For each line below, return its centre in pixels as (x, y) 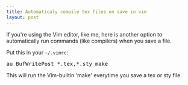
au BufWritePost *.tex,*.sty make (57, 64)
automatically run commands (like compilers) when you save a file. (89, 41)
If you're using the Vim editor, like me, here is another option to (84, 34)
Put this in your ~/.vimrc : (37, 52)
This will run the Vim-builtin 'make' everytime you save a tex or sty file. (94, 75)
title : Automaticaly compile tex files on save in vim (77, 12)
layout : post (23, 17)
